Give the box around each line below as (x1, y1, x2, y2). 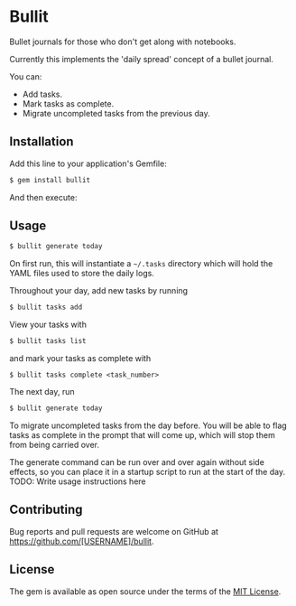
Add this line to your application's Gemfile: (9, 158, 167, 169)
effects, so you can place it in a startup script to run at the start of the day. (9, 466, 286, 477)
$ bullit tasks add (9, 303, 83, 312)
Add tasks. (22, 89, 63, 99)
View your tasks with (9, 319, 88, 331)
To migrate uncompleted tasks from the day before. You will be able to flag (9, 420, 287, 431)
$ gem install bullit (9, 175, 91, 184)
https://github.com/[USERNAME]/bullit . (9, 536, 154, 546)
